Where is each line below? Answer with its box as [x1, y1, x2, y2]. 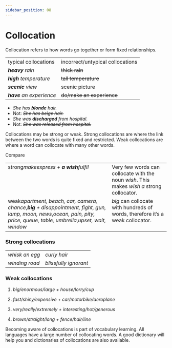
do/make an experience [61, 91, 118, 99]
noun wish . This [112, 176, 150, 183]
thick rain [61, 66, 83, 73]
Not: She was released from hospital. [12, 121, 92, 127]
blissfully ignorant [45, 259, 89, 266]
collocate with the [112, 170, 155, 177]
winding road [8, 259, 40, 266]
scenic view [8, 83, 37, 90]
